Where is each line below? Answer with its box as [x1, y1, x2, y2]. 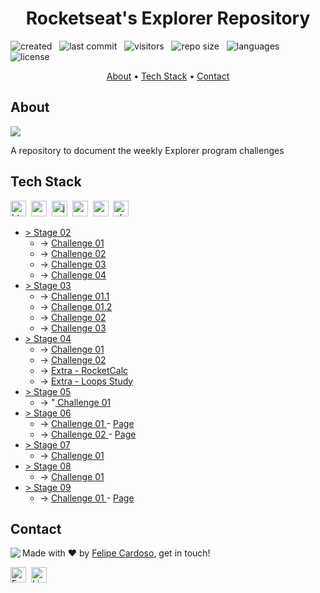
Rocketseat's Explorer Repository [25, 7, 311, 30]
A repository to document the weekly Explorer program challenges [10, 144, 285, 156]
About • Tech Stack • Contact [106, 70, 230, 82]
